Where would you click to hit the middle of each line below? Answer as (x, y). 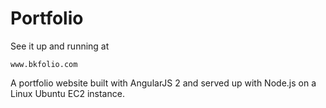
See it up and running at (60, 46)
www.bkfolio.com (44, 64)
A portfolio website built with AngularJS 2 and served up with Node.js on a (163, 83)
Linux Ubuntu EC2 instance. (67, 93)
